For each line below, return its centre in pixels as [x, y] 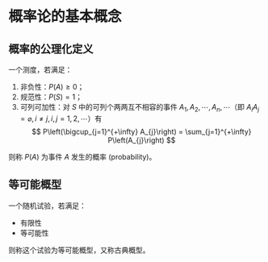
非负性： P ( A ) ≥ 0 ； [52, 87]
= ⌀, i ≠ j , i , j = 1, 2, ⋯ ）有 [61, 119]
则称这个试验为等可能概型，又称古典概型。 [79, 250]
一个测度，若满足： [40, 70]
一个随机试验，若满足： [47, 206]
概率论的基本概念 [65, 17]
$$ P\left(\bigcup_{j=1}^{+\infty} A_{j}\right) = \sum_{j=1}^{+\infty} [142, 131]
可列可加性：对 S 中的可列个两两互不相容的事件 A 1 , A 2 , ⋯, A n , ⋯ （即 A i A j [140, 108]
